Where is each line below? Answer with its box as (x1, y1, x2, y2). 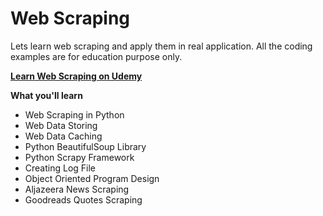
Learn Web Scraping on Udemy (10, 70, 143, 82)
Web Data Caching (24, 130, 103, 142)
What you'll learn (10, 89, 83, 101)
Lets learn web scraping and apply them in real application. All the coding (10, 40, 313, 52)
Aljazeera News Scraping (24, 183, 130, 195)
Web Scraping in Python (24, 108, 125, 121)
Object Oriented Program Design (24, 172, 160, 184)
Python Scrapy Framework (24, 151, 135, 163)
